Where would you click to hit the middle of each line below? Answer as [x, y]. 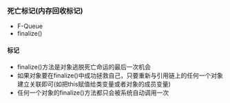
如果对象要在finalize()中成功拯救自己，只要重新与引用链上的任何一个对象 [120, 75]
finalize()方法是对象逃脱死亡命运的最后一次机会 [84, 67]
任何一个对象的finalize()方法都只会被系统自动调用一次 [93, 92]
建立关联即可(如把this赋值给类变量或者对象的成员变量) [94, 84]
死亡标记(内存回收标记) [45, 10]
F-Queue [30, 26]
